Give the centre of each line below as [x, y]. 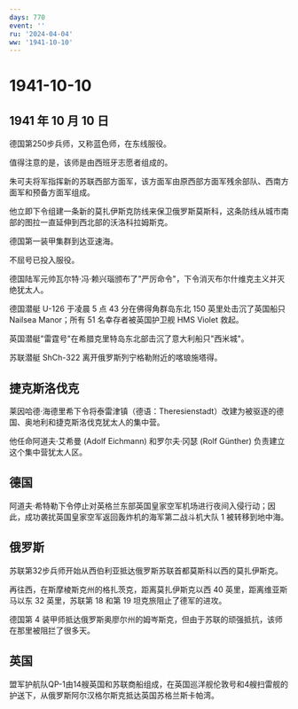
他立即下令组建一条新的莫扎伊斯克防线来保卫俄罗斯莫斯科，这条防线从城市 [145, 211]
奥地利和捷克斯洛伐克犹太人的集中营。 [94, 423]
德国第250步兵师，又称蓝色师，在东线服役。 [90, 144]
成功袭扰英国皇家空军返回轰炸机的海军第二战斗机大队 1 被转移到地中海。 [157, 517]
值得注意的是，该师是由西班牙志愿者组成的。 [91, 163]
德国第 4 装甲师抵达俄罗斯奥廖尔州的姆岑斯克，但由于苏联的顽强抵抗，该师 [146, 619]
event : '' [27, 26]
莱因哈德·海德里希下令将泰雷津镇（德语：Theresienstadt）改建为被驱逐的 [143, 411]
